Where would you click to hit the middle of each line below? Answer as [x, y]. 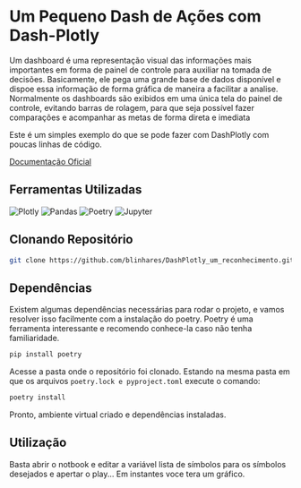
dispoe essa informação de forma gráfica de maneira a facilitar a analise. [144, 89]
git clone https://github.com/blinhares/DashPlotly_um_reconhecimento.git [152, 260]
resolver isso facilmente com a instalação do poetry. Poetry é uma [131, 319]
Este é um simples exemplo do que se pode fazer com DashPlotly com [139, 134]
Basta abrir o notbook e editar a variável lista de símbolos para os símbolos [148, 464]
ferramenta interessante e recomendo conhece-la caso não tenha [131, 329]
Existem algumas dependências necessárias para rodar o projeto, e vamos [147, 310]
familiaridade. [34, 338]
